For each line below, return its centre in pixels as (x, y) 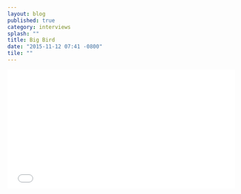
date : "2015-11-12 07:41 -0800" (55, 47)
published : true (31, 20)
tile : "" (20, 54)
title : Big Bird (31, 40)
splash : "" (23, 34)
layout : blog (27, 14)
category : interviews (39, 27)
